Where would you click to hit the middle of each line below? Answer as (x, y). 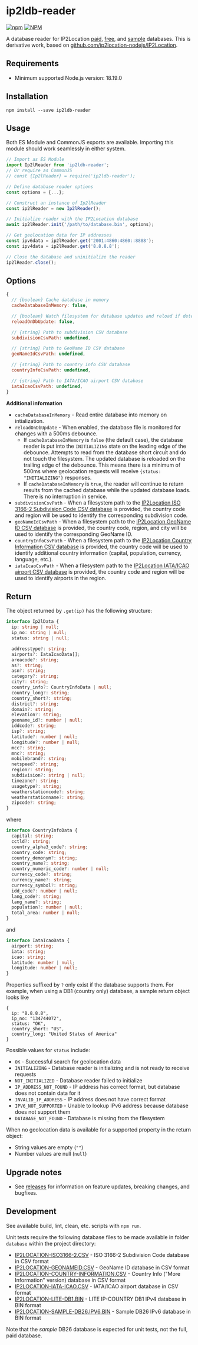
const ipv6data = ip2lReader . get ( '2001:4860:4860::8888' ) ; (80, 241)
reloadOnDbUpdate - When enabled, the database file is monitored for (98, 427)
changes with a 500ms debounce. (56, 434)
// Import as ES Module (35, 160)
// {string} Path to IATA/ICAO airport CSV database (77, 381)
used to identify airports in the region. (60, 578)
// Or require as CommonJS (39, 171)
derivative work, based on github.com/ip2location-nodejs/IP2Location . (92, 45)
